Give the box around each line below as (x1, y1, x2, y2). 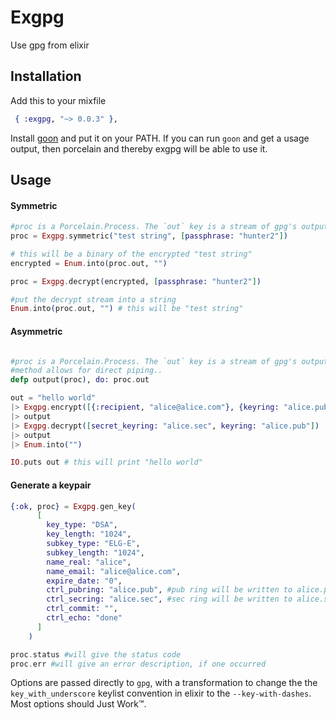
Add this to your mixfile (10, 94, 107, 106)
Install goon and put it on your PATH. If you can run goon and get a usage (10, 132, 310, 144)
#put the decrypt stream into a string (10, 294, 177, 305)
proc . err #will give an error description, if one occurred (10, 659, 267, 669)
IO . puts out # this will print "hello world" (10, 457, 203, 468)
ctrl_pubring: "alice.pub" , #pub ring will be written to (46, 585, 293, 595)
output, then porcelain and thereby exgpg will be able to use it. (10, 142, 268, 155)
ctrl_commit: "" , (46, 604, 118, 614)
